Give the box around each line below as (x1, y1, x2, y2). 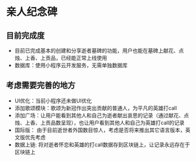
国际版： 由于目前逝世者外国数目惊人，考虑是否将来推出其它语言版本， (14, 126, 185, 133)
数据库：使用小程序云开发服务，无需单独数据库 (14, 62, 128, 68)
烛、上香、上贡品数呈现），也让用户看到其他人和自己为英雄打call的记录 (14, 119, 185, 126)
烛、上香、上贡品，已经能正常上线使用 (14, 54, 107, 61)
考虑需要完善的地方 (6, 80, 75, 91)
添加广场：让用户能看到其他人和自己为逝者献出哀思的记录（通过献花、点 (14, 112, 189, 119)
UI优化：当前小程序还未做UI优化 (14, 97, 92, 104)
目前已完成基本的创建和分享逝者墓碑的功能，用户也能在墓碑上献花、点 (14, 47, 184, 54)
